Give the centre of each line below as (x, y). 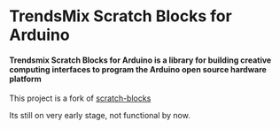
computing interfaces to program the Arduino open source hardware (138, 69)
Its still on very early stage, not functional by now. (100, 116)
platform (25, 79)
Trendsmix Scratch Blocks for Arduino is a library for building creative (140, 60)
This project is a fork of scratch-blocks (80, 98)
